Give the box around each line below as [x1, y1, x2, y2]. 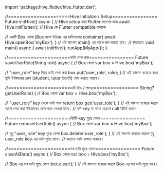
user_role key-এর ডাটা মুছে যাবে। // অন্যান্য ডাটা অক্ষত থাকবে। [5, 136, 104, 142]
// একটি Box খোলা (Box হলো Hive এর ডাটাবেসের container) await [5, 34, 115, 39]
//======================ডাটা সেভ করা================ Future [5, 55, 148, 60]
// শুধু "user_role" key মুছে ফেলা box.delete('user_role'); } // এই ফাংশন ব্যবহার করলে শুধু [5, 131, 155, 136]
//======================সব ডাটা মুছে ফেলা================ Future [5, 146, 155, 152]
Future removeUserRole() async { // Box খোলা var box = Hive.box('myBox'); [5, 121, 153, 126]
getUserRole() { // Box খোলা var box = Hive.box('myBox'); [5, 90, 117, 96]
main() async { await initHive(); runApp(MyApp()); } [5, 45, 108, 51]
